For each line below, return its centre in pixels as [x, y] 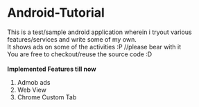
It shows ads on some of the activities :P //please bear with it [94, 47]
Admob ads [34, 82]
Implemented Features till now [52, 69]
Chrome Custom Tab [47, 97]
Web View [32, 90]
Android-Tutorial [56, 13]
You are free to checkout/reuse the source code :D [80, 54]
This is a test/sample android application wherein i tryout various [99, 32]
